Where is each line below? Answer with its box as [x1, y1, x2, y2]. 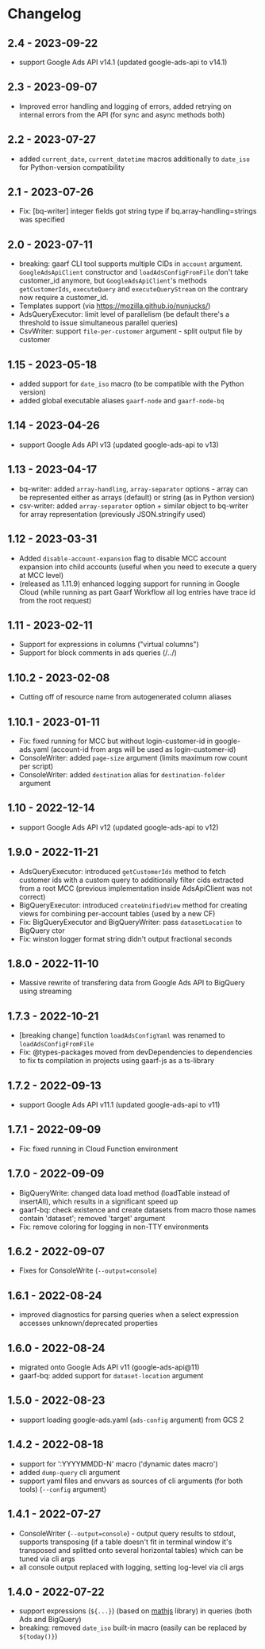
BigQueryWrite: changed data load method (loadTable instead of [18, 1188, 231, 1197]
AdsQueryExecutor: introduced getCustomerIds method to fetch [18, 866, 227, 876]
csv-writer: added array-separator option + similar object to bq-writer [18, 501, 249, 510]
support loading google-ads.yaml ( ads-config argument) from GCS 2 [18, 1415, 244, 1424]
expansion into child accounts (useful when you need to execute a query [18, 561, 257, 572]
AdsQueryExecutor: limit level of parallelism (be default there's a [18, 310, 230, 319]
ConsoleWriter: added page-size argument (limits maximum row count [18, 753, 248, 762]
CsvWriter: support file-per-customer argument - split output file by [18, 326, 243, 336]
